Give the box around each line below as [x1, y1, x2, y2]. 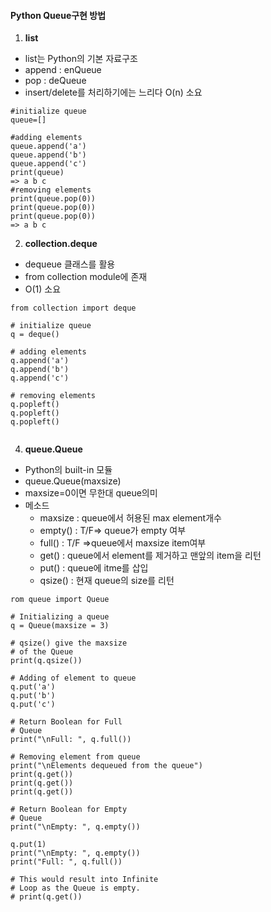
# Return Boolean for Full [10, 717, 123, 727]
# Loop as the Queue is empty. [10, 883, 141, 894]
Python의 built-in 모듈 [24, 464, 113, 476]
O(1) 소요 [24, 283, 62, 295]
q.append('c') [10, 373, 70, 384]
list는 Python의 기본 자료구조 [24, 53, 138, 65]
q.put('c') [10, 700, 56, 710]
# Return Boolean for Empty [10, 805, 128, 815]
